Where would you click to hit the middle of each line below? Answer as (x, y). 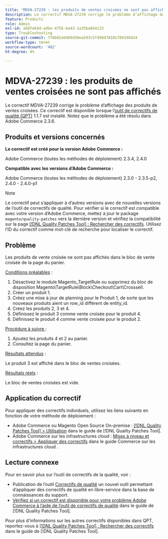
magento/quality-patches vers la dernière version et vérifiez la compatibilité (83, 219)
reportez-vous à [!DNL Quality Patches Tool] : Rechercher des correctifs (79, 525)
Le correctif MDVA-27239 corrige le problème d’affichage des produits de (81, 105)
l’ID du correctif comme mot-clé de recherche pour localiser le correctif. (79, 229)
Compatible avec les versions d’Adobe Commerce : (59, 169)
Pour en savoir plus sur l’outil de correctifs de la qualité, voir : (68, 474)
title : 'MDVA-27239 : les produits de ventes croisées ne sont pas (77, 10)
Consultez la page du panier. (42, 344)
